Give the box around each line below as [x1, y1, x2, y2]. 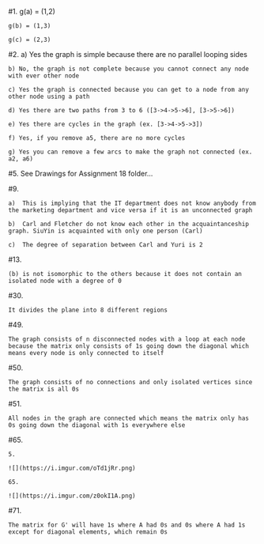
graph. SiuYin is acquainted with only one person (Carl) [8, 227, 203, 235]
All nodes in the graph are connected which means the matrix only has [8, 414, 249, 422]
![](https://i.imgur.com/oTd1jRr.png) [8, 464, 136, 472]
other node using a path [8, 93, 90, 100]
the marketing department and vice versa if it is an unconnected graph [8, 206, 253, 214]
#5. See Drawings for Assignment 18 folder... [8, 169, 153, 178]
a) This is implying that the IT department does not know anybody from [8, 199, 257, 207]
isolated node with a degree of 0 [8, 277, 123, 285]
